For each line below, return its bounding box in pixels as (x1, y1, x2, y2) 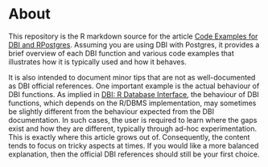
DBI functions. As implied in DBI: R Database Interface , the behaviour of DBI (8, 89, 259, 99)
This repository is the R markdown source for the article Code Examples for (8, 31, 258, 41)
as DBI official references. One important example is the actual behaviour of (8, 81, 260, 91)
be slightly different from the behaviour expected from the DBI (8, 106, 215, 116)
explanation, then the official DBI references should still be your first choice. (8, 149, 260, 159)
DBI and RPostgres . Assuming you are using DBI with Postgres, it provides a (8, 39, 260, 49)
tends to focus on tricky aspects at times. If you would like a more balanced (8, 141, 259, 150)
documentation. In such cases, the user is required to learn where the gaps (8, 115, 258, 124)
